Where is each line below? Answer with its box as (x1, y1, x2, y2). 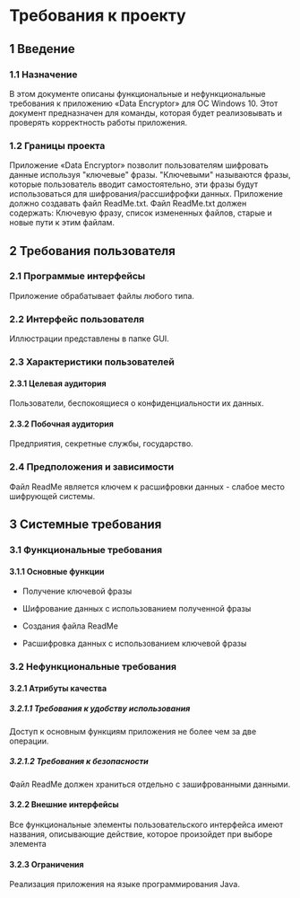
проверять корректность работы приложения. (9, 117, 188, 128)
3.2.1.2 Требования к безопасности (9, 756, 150, 767)
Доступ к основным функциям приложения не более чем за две (9, 726, 257, 736)
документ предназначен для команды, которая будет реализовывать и (9, 107, 283, 118)
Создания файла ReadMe (21, 621, 119, 631)
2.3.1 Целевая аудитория (9, 378, 107, 389)
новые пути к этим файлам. (9, 217, 115, 228)
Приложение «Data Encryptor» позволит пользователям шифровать (9, 160, 269, 171)
